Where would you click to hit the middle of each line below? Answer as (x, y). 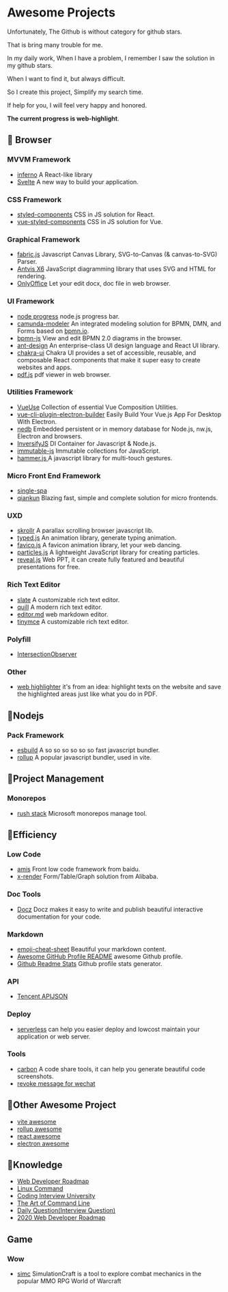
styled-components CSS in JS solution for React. (86, 214)
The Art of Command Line (53, 1203)
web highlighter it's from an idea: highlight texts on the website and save (119, 687)
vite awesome (37, 1121)
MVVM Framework (39, 160)
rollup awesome (40, 1129)
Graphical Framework (44, 239)
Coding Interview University (56, 1196)
